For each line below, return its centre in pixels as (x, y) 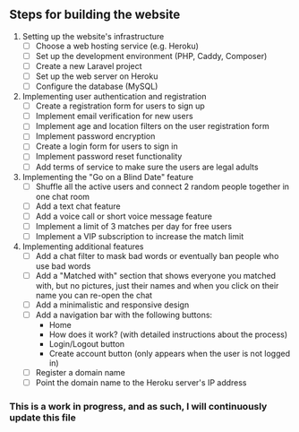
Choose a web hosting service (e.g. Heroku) (117, 46)
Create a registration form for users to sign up (120, 106)
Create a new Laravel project (89, 65)
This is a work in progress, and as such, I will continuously (138, 407)
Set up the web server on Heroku (97, 76)
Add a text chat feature (78, 206)
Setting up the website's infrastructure (93, 36)
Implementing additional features (83, 246)
